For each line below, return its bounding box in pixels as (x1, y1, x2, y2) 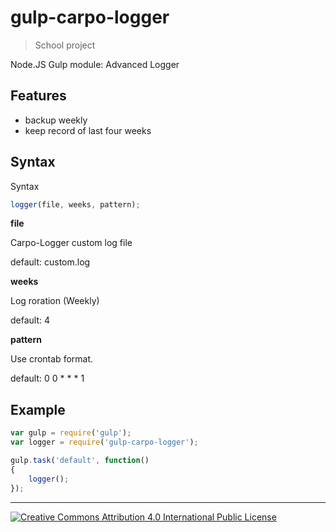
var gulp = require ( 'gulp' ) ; (10, 428, 132, 438)
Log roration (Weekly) (10, 295, 100, 307)
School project (34, 39, 96, 51)
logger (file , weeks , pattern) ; (10, 199, 141, 210)
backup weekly (24, 114, 88, 126)
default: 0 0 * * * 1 (10, 372, 85, 385)
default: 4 (10, 314, 51, 326)
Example (10, 401, 66, 418)
